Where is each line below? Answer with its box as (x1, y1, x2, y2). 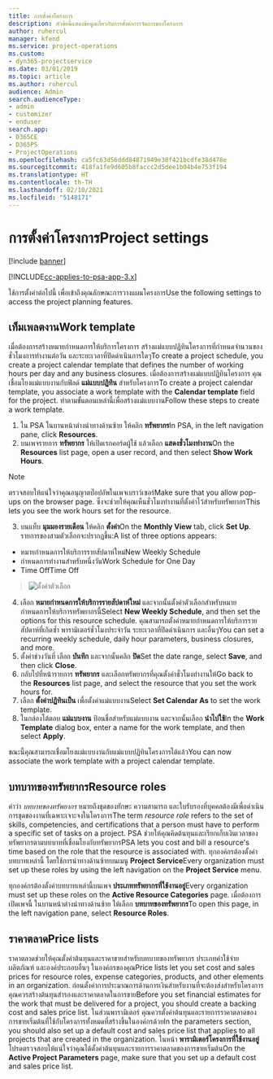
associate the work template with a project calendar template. (8, 756, 215, 766)
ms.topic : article (8, 72, 71, 81)
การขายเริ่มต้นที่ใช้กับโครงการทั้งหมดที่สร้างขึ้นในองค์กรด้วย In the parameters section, (8, 1016, 252, 1026)
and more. (19, 643, 55, 653)
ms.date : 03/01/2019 (8, 65, 79, 73)
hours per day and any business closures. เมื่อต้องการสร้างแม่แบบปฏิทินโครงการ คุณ (8, 369, 262, 378)
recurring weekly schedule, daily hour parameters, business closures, (19, 634, 254, 644)
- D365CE (8, 133, 38, 141)
